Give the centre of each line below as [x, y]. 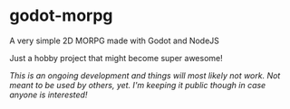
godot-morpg [61, 16]
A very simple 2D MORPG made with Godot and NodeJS [115, 41]
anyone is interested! [48, 95]
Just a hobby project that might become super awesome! [116, 58]
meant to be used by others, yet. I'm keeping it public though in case [138, 85]
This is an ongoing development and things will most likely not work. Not [145, 75]
